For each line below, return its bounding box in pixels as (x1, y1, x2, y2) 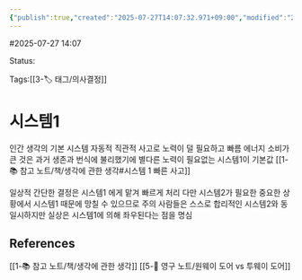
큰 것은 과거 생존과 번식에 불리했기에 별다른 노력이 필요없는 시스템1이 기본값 (9, 153, 274, 164)
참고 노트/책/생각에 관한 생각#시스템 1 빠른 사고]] (19, 165, 191, 176)
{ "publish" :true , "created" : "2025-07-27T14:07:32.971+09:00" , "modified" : (9, 13, 288, 22)
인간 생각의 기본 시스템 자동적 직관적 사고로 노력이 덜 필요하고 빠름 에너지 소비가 (9, 143, 290, 153)
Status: (9, 55, 36, 66)
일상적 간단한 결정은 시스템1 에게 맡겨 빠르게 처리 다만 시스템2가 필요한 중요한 (9, 187, 281, 197)
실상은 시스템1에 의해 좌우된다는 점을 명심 (48, 209, 193, 220)
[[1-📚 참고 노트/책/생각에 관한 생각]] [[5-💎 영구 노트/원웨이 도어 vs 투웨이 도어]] (9, 261, 291, 272)
